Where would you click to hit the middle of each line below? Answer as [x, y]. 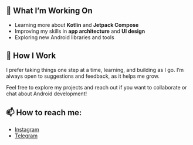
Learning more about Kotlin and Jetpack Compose [77, 25]
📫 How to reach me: [44, 113]
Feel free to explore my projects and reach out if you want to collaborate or [97, 87]
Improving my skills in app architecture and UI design [80, 31]
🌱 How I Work [31, 56]
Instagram [27, 130]
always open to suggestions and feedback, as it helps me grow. [83, 76]
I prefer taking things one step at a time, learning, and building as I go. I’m [95, 70]
